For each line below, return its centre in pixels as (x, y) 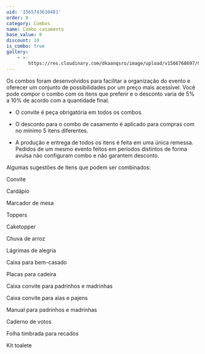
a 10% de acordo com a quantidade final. (58, 100)
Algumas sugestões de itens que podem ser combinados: (79, 167)
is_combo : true (26, 47)
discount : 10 (23, 40)
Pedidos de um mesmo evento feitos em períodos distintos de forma (101, 149)
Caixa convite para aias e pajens (47, 298)
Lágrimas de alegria (31, 250)
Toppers (17, 214)
